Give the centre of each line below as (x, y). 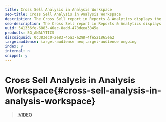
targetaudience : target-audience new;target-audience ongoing (71, 42)
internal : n (17, 51)
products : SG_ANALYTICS (30, 33)
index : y (14, 46)
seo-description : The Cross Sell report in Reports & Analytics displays (83, 23)
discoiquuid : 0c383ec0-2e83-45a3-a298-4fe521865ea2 (60, 38)
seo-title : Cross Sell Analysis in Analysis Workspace (63, 14)
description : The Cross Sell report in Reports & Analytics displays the (83, 19)
